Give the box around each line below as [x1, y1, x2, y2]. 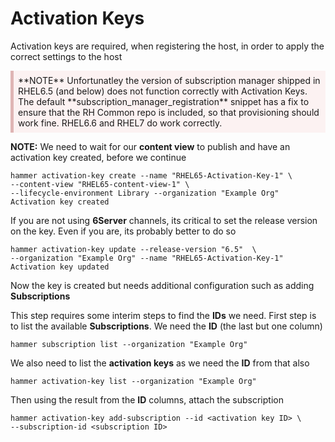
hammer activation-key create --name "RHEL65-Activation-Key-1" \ [10, 170, 293, 181]
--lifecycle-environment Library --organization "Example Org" [10, 188, 280, 198]
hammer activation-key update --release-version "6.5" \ [10, 244, 257, 254]
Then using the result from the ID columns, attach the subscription [10, 393, 284, 406]
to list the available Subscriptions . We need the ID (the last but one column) [10, 320, 323, 332]
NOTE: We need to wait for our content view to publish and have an [10, 140, 291, 152]
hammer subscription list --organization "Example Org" [10, 339, 248, 349]
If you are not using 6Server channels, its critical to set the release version [10, 214, 318, 226]
